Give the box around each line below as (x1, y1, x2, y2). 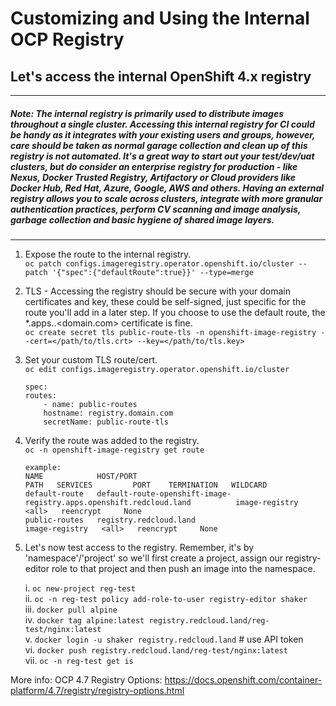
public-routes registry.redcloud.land (24, 515, 196, 525)
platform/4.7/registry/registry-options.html (10, 684, 185, 696)
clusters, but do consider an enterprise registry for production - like (10, 160, 298, 172)
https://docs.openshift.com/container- (164, 673, 323, 686)
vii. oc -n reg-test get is (24, 654, 134, 666)
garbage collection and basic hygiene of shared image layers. (10, 213, 275, 226)
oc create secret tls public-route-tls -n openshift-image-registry (24, 327, 317, 337)
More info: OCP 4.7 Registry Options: (10, 673, 163, 686)
